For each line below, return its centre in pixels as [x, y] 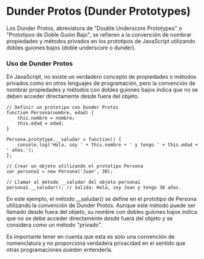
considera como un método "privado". [54, 225]
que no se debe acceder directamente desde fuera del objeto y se [89, 219]
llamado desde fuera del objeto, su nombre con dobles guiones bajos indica [102, 212]
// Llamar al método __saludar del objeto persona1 [73, 182]
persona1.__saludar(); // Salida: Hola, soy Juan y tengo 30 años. [94, 188]
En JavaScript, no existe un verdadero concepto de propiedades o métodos [101, 77]
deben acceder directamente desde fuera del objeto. [73, 97]
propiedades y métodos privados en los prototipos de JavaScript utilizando [101, 41]
